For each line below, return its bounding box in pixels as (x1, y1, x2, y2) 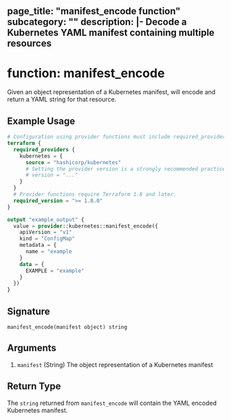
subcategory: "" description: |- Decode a (7, 16, 187, 28)
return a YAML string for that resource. (7, 96, 117, 104)
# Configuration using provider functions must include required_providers (7, 133, 229, 140)
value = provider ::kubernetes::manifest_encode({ (13, 223, 158, 230)
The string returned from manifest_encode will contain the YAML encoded (7, 399, 217, 407)
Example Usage (7, 115, 76, 126)
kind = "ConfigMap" (19, 235, 76, 243)
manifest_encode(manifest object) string (7, 323, 128, 331)
